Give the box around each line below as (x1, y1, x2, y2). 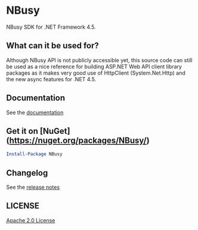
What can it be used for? (6, 41, 100, 51)
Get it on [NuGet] (6, 126, 70, 136)
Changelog (6, 168, 48, 178)
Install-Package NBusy (6, 151, 63, 157)
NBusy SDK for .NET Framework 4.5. (6, 23, 97, 30)
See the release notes (6, 183, 60, 191)
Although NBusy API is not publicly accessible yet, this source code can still (6, 56, 193, 63)
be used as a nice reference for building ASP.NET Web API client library (6, 63, 182, 70)
